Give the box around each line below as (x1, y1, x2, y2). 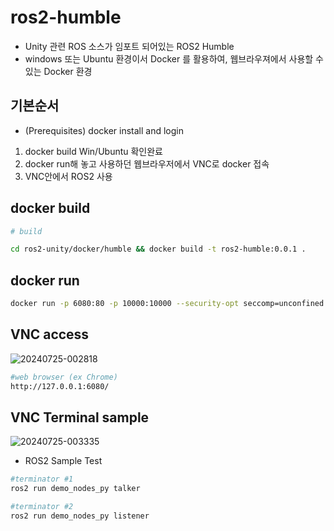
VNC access (10, 326, 90, 343)
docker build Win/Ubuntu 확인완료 (24, 145, 164, 157)
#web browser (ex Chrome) (10, 372, 118, 382)
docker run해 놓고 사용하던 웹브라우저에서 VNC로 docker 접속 (24, 157, 270, 170)
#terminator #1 (10, 474, 74, 485)
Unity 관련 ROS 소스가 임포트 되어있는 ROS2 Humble (24, 40, 235, 52)
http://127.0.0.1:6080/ (10, 381, 110, 391)
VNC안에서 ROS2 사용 (24, 170, 113, 182)
